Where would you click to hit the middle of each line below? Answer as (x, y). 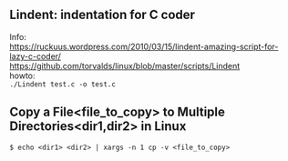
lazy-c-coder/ (36, 56)
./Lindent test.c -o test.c (63, 84)
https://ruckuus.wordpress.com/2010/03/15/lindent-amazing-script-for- (144, 46)
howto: (22, 75)
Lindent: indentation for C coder (103, 15)
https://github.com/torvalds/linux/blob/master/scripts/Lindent (125, 65)
